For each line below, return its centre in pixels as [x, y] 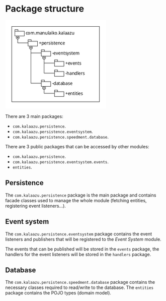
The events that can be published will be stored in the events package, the [82, 249]
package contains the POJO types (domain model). [58, 293]
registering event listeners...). [36, 206]
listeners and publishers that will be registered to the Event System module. [84, 239]
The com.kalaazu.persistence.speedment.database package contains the [80, 282]
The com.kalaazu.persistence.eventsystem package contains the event [79, 234]
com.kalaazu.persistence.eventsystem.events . [61, 161]
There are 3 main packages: [34, 116]
